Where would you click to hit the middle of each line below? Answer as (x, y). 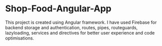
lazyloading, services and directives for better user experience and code (80, 33)
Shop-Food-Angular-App (58, 9)
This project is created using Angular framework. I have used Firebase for (81, 22)
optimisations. (19, 38)
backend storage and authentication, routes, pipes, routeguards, (71, 27)
